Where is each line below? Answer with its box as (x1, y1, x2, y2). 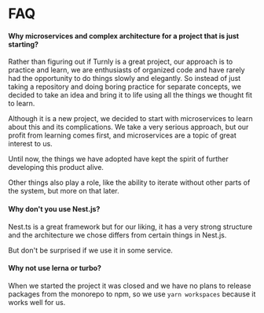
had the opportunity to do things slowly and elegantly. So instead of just (8, 74, 241, 83)
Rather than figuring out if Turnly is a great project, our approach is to (8, 57, 233, 67)
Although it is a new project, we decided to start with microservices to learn (8, 114, 253, 123)
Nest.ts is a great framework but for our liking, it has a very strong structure (8, 222, 253, 231)
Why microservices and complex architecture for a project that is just (8, 31, 240, 40)
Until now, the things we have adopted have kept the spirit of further (8, 154, 229, 164)
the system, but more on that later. (8, 186, 119, 196)
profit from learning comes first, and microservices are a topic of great (8, 131, 237, 140)
